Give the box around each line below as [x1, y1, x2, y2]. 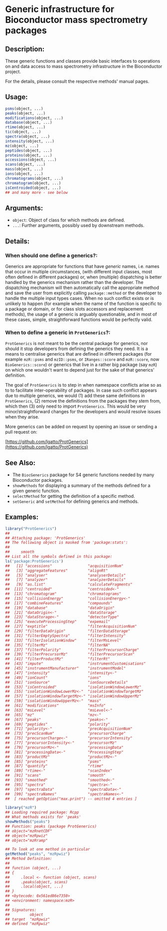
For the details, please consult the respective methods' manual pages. [5, 79, 150, 84]
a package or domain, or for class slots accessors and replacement [5, 305, 144, 312]
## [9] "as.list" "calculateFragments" [5, 582, 133, 587]
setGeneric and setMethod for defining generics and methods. [12, 498, 139, 504]
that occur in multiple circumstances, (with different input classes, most [5, 268, 153, 274]
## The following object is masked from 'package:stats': [5, 540, 128, 545]
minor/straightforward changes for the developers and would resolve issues [5, 409, 161, 415]
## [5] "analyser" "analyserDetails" [5, 572, 126, 578]
